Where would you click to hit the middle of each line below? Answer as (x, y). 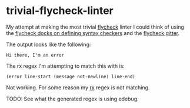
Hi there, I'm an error (35, 55)
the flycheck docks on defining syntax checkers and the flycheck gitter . (93, 33)
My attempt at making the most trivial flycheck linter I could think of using (95, 27)
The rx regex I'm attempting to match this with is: (66, 66)
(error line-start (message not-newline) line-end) (71, 76)
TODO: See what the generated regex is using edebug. (73, 99)
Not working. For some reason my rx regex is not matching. (78, 87)
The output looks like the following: (49, 44)
